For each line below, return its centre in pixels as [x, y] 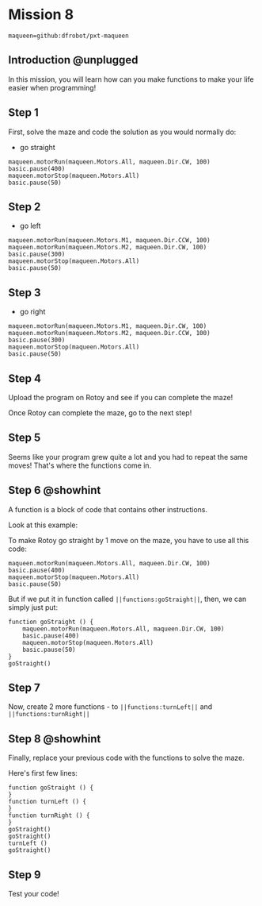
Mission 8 [41, 15]
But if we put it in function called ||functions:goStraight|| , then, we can [127, 599]
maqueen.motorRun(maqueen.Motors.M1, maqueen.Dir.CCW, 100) [110, 241]
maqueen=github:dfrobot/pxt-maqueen [68, 36]
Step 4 [25, 378]
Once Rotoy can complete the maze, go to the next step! [100, 413]
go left [30, 226]
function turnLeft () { [47, 802]
